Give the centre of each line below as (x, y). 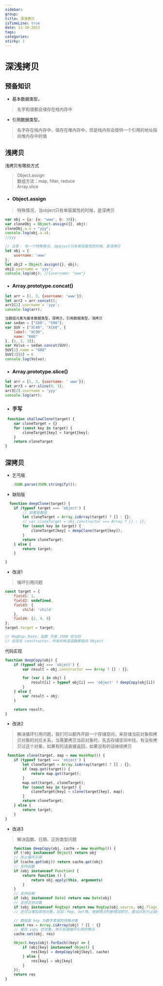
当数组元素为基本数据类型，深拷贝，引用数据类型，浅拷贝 (54, 319)
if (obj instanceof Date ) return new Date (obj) (63, 898)
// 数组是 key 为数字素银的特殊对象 (46, 920)
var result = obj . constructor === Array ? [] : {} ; (76, 669)
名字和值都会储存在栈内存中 (45, 109)
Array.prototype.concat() (43, 286)
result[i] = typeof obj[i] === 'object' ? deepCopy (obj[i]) (93, 683)
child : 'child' (38, 610)
